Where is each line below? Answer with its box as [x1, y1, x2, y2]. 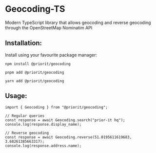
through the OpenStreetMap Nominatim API [5, 24, 93, 30]
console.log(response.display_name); [5, 122, 82, 127]
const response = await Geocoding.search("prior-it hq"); [5, 117, 125, 123]
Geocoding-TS [5, 3, 65, 15]
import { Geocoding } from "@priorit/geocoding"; [5, 105, 108, 109]
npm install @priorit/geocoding [5, 61, 71, 66]
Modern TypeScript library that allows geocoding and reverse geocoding [5, 20, 151, 25]
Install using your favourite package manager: [5, 52, 97, 58]
